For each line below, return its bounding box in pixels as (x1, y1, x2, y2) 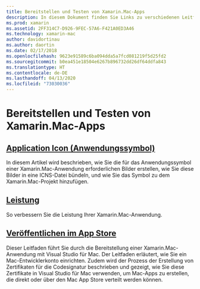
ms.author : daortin (6, 42, 55, 48)
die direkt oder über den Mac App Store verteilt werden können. (6, 276, 163, 283)
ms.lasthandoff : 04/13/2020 (6, 75, 76, 81)
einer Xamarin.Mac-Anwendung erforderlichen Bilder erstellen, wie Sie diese (6, 165, 194, 172)
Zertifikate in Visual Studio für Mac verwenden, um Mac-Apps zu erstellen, (6, 269, 189, 276)
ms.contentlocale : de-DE (6, 70, 68, 76)
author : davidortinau (6, 36, 60, 42)
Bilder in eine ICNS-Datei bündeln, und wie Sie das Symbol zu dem (6, 171, 170, 179)
